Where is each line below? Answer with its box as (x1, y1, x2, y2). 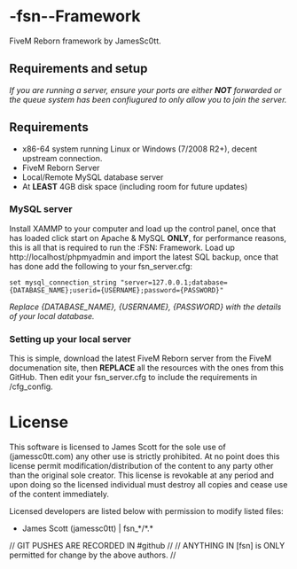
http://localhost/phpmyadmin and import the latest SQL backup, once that (9, 251, 279, 262)
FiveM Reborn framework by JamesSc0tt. (9, 35, 161, 46)
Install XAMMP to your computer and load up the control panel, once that (9, 223, 277, 234)
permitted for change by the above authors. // (9, 550, 176, 560)
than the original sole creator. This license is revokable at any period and (9, 470, 275, 480)
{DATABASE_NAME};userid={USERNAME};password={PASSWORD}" (9, 285, 224, 294)
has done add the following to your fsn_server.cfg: (9, 261, 193, 271)
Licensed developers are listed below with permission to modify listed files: (9, 506, 284, 517)
